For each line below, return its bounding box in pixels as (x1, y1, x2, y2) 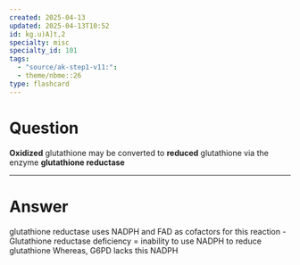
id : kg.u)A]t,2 (9, 29, 66, 38)
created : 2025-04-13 (9, 12, 87, 22)
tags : (9, 54, 29, 63)
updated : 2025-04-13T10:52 (9, 21, 110, 30)
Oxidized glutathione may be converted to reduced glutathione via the (9, 147, 270, 158)
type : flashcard (9, 79, 70, 88)
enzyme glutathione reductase (9, 157, 125, 168)
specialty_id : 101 (9, 46, 78, 55)
